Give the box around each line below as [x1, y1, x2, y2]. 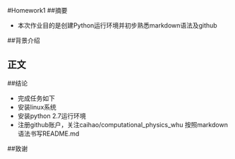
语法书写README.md [17, 129, 80, 138]
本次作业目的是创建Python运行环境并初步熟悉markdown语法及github [17, 21, 217, 30]
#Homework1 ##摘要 [7, 6, 68, 14]
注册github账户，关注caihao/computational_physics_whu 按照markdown [17, 120, 228, 129]
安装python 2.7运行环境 [17, 112, 86, 120]
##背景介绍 [7, 36, 40, 45]
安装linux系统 [17, 102, 56, 111]
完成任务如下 [17, 94, 55, 102]
